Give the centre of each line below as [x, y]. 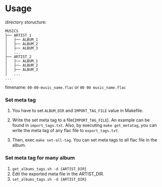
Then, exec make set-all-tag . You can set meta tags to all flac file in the [85, 140]
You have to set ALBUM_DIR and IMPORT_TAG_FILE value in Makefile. [78, 111]
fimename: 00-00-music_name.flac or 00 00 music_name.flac [65, 87]
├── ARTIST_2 [18, 57]
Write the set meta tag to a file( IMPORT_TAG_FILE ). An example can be [81, 120]
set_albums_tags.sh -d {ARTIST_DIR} [49, 179]
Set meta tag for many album [40, 158]
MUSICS [12, 31]
